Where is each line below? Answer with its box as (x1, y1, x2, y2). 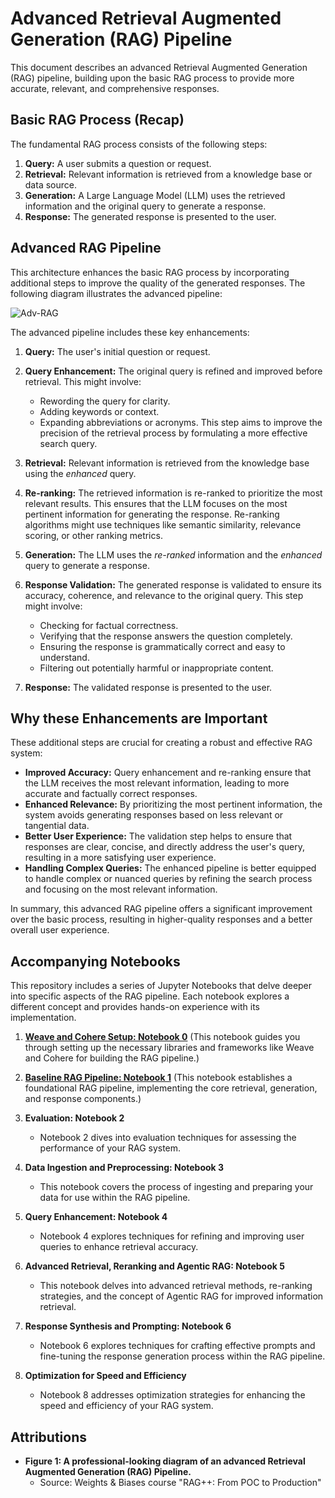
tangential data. (24, 820, 90, 832)
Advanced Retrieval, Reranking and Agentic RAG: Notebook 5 (24, 1260, 285, 1272)
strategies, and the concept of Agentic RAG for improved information (39, 1290, 324, 1302)
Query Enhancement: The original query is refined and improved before (24, 365, 323, 377)
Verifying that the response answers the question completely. (39, 630, 293, 642)
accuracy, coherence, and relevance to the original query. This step (24, 589, 304, 601)
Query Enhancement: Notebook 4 (24, 1211, 168, 1223)
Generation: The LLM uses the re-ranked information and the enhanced (24, 548, 323, 561)
